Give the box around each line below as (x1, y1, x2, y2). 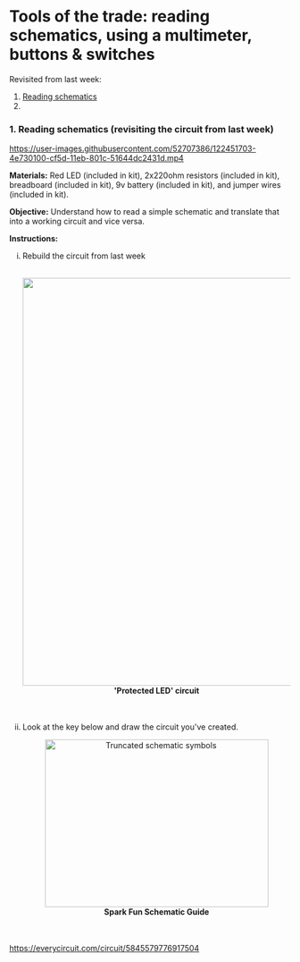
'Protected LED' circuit (113, 686, 200, 696)
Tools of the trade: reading (9, 6, 210, 27)
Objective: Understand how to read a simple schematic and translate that (9, 207, 279, 217)
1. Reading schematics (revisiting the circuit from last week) (9, 122, 274, 135)
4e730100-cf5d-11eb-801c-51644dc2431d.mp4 (9, 153, 185, 164)
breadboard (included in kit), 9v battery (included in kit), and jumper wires (9, 180, 281, 190)
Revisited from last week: (9, 73, 103, 84)
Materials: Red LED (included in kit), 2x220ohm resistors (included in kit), (9, 170, 280, 181)
